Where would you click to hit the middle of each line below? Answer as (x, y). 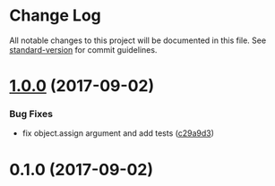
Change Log (55, 16)
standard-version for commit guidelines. (83, 49)
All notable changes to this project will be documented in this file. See (138, 40)
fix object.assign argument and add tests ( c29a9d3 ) (118, 133)
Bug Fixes (31, 114)
